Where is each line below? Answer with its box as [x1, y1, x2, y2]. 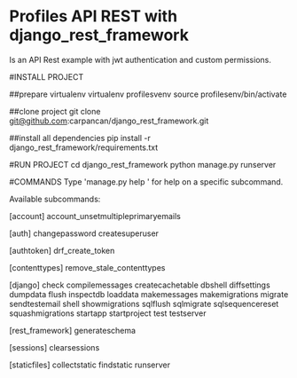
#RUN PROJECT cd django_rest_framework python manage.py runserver [9, 159, 277, 169]
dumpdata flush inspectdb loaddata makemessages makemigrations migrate [9, 288, 289, 299]
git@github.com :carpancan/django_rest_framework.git [9, 115, 209, 126]
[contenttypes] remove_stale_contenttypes [9, 262, 166, 272]
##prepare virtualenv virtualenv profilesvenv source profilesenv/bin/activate [9, 89, 287, 99]
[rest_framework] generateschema [9, 325, 136, 335]
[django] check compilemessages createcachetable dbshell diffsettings [9, 280, 270, 290]
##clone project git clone [9, 106, 101, 116]
